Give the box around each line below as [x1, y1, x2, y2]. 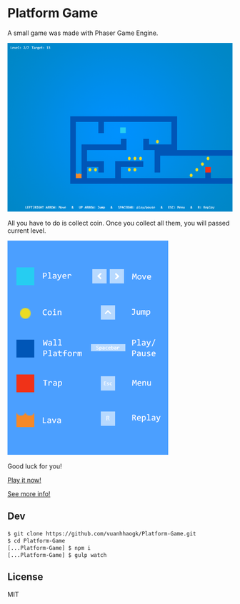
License [7, 571, 44, 583]
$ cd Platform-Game [7, 537, 66, 544]
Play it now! [7, 475, 41, 484]
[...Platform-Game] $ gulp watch [7, 551, 107, 558]
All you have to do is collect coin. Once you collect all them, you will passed [7, 218, 230, 227]
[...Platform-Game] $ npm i [7, 544, 91, 551]
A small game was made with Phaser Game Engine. [7, 29, 159, 37]
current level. [7, 226, 46, 235]
